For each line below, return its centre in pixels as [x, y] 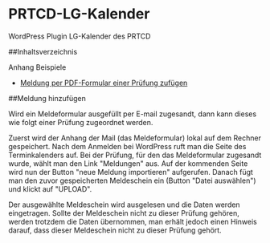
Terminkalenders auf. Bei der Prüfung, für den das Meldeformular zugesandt [135, 155]
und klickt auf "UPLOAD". [50, 188]
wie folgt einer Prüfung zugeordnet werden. [81, 122]
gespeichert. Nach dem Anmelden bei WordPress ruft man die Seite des [127, 146]
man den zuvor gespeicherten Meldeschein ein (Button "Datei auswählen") [132, 180]
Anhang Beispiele [37, 67]
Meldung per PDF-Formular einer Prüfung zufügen [104, 83]
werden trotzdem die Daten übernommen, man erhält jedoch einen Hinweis [133, 221]
